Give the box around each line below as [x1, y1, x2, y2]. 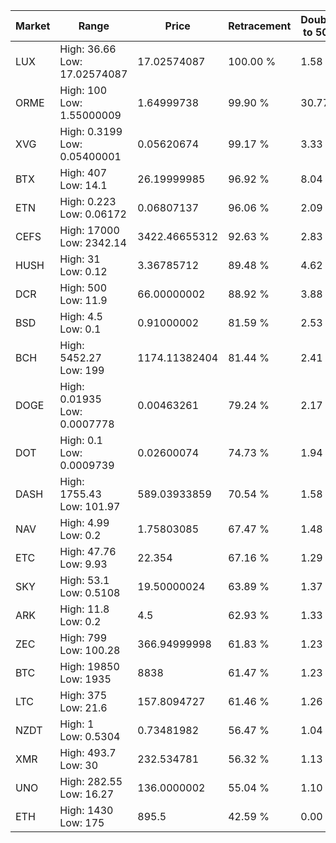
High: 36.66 [59, 42, 117, 56]
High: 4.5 [59, 310, 103, 323]
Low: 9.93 [59, 557, 108, 571]
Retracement [228, 19, 292, 33]
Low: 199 [59, 364, 105, 377]
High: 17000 [59, 224, 120, 237]
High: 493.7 [59, 746, 117, 759]
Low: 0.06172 [59, 207, 127, 221]
